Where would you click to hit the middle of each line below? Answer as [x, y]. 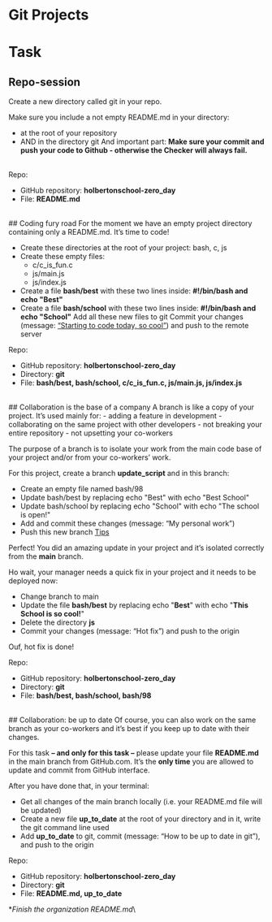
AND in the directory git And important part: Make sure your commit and [142, 142]
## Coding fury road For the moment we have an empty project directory [130, 223]
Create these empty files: [63, 257]
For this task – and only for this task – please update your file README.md [134, 753]
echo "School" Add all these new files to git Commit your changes [132, 317]
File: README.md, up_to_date [71, 894]
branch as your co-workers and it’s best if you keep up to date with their [129, 729]
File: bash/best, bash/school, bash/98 [86, 695]
